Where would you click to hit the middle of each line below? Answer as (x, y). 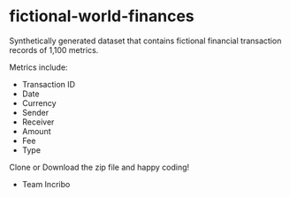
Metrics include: (38, 67)
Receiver (38, 122)
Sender (35, 112)
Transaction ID (49, 84)
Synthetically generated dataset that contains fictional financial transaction (145, 41)
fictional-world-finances (102, 16)
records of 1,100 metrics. (54, 49)
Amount (36, 131)
